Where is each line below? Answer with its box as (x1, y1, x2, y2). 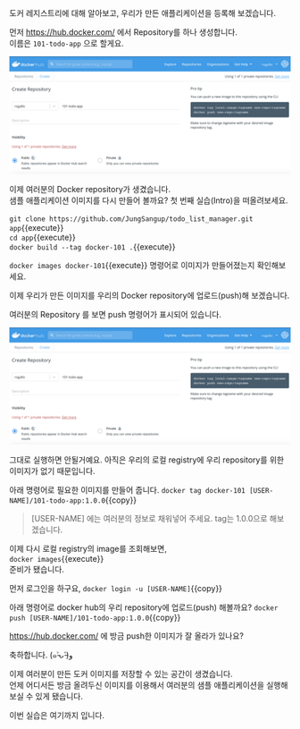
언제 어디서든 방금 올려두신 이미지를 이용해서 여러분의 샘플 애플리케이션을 (9, 680, 265, 691)
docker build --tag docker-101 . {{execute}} (9, 241, 176, 252)
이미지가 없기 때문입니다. (9, 466, 96, 477)
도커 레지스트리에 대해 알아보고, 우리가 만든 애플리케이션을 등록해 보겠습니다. (9, 8, 277, 18)
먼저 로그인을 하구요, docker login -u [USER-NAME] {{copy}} (9, 583, 223, 594)
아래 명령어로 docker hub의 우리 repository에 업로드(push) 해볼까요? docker (9, 602, 279, 613)
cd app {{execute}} (9, 232, 76, 242)
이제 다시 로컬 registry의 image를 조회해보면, (9, 544, 167, 555)
